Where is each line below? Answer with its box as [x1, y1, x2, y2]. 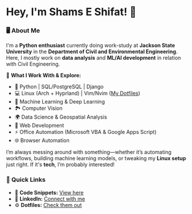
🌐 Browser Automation [14, 137, 70, 144]
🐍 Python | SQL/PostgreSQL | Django [14, 83, 104, 90]
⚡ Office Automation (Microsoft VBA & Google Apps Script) [14, 129, 157, 136]
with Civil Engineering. [6, 61, 60, 68]
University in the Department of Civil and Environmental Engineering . [6, 48, 178, 55]
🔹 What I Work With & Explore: [6, 72, 81, 79]
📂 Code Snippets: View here [14, 189, 84, 196]
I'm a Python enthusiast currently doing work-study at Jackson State [6, 42, 176, 49]
